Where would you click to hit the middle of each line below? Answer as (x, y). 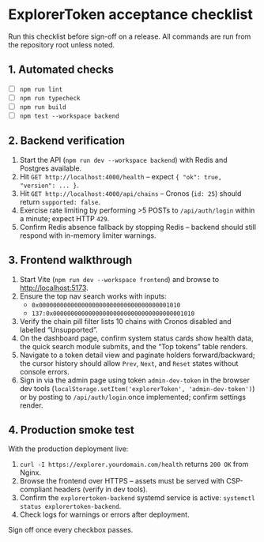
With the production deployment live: (68, 449)
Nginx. (30, 472)
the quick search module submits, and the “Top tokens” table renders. (134, 346)
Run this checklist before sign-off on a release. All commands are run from (130, 36)
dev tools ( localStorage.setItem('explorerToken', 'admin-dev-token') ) (137, 388)
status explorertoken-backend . (70, 506)
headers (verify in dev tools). (101, 489)
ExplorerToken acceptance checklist (130, 15)
